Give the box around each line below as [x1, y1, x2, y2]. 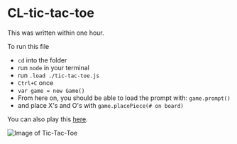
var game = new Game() [17, 87, 85, 94]
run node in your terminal [17, 63, 90, 72]
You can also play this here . [7, 115, 88, 123]
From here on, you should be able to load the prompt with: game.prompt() [17, 94, 231, 102]
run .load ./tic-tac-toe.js [17, 71, 100, 79]
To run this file [7, 42, 50, 50]
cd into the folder [17, 55, 67, 65]
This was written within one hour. [7, 28, 104, 37]
